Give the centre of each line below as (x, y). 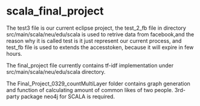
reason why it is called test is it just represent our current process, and (94, 41)
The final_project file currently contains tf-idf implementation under (90, 65)
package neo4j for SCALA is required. (68, 96)
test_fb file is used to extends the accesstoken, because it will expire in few (100, 47)
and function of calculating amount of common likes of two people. (90, 90)
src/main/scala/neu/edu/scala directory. (56, 71)
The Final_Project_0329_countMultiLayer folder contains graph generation (98, 84)
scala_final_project (55, 11)
